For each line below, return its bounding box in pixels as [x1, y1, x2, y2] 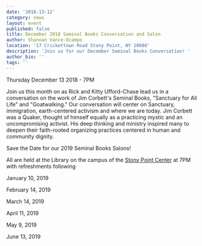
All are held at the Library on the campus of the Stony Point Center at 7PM [6, 156, 191, 163]
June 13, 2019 [6, 233, 41, 240]
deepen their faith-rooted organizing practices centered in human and [6, 126, 181, 134]
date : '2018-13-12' [6, 8, 56, 15]
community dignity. [6, 132, 54, 140]
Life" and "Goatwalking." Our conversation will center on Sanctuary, [6, 100, 175, 108]
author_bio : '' [6, 54, 45, 60]
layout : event [6, 20, 42, 26]
